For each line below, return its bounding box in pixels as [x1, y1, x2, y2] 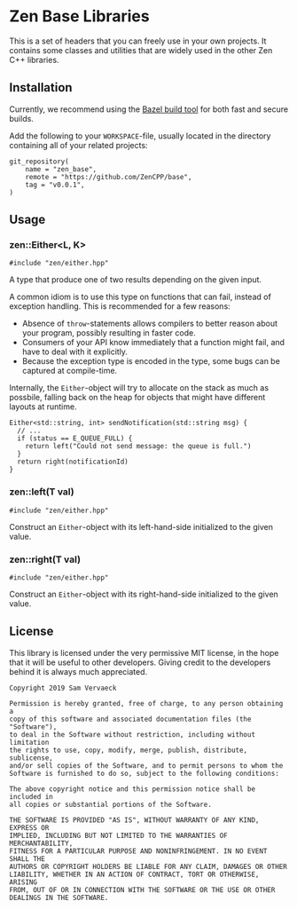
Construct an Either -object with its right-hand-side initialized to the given [9, 589, 279, 600]
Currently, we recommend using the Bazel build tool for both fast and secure [9, 104, 289, 115]
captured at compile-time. [21, 366, 118, 376]
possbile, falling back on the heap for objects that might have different [9, 392, 266, 403]
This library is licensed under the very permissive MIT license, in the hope [9, 647, 279, 658]
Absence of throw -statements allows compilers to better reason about [21, 318, 277, 329]
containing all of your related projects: [9, 139, 148, 150]
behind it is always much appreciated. [9, 666, 148, 676]
